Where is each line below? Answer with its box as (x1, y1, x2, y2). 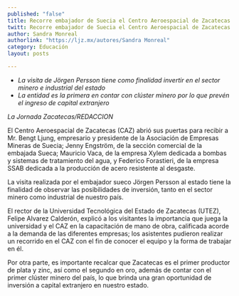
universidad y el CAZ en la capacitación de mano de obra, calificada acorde (7, 221, 230, 230)
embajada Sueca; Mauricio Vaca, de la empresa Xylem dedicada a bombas (7, 149, 227, 157)
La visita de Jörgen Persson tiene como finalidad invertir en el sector (17, 75, 221, 84)
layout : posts (7, 51, 50, 58)
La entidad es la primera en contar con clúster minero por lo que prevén (17, 90, 230, 100)
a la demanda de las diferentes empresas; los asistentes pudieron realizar (7, 229, 223, 238)
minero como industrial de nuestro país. (7, 193, 124, 201)
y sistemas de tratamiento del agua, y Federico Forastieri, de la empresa (7, 156, 219, 164)
